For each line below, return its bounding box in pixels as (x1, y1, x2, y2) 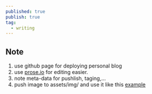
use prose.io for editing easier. (14, 69, 88, 76)
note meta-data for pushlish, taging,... (14, 75, 107, 82)
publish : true (5, 14, 41, 20)
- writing (11, 25, 35, 31)
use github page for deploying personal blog (14, 62, 122, 69)
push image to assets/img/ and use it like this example (14, 81, 146, 88)
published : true (5, 8, 45, 15)
